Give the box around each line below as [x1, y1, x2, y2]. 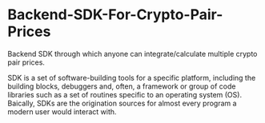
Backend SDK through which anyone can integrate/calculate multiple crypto [7, 49, 258, 58]
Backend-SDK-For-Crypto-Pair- [7, 6, 223, 24]
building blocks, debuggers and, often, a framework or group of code [7, 81, 236, 91]
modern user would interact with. [7, 106, 117, 117]
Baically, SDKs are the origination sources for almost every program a [7, 98, 237, 108]
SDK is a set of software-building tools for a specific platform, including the [7, 73, 256, 82]
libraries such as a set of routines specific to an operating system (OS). [7, 89, 242, 99]
